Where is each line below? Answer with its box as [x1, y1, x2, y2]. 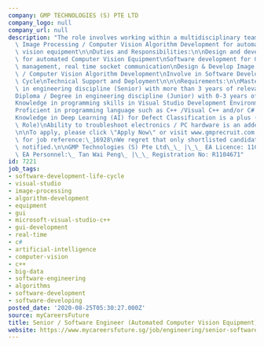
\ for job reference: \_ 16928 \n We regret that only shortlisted [15, 135, 226, 144]
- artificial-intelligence [8, 245, 97, 253]
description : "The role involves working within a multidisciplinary [8, 33, 241, 42]
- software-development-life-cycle [8, 172, 125, 181]
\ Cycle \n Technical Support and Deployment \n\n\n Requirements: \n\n [15, 77, 241, 85]
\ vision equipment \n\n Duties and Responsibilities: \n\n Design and [15, 48, 241, 56]
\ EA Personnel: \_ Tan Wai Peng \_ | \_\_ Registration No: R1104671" [15, 150, 244, 158]
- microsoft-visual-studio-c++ [8, 216, 111, 224]
